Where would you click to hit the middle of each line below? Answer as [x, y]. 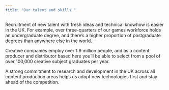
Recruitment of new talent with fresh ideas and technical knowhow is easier [84, 24]
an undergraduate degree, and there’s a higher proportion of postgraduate [83, 35]
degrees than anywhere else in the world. [49, 41]
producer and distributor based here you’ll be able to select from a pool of [83, 56]
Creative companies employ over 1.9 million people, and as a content [77, 50]
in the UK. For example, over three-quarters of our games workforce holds [83, 30]
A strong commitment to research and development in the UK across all [80, 71]
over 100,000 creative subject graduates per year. [58, 61]
